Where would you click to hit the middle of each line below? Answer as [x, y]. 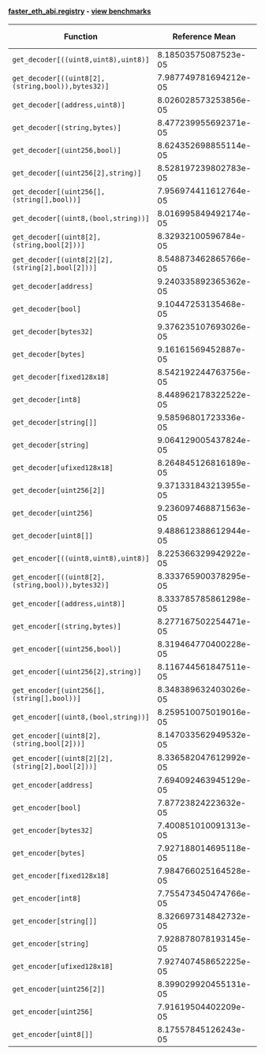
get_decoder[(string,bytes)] [67, 128]
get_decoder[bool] [47, 309]
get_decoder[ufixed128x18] [63, 468]
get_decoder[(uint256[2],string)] [77, 173]
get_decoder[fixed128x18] [61, 377]
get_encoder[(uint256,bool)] [67, 649]
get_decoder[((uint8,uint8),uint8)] [81, 60]
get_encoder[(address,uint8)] [69, 604]
